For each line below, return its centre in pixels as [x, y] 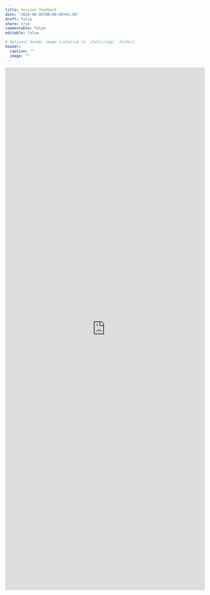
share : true [17, 24]
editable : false [22, 33]
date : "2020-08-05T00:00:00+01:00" [42, 14]
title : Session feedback [31, 10]
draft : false [19, 19]
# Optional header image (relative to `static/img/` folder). [71, 42]
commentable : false [25, 28]
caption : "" [22, 51]
